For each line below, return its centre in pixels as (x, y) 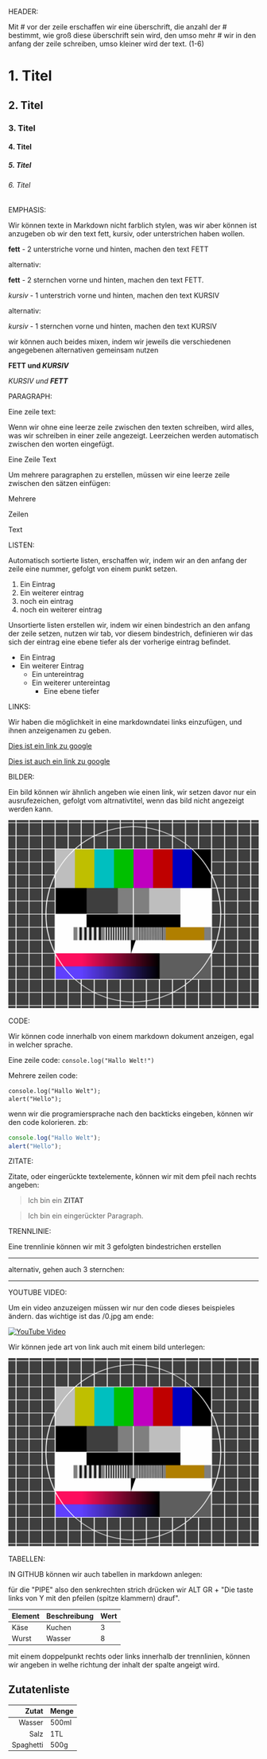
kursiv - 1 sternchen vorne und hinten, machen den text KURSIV (112, 326)
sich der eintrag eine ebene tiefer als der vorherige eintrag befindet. (120, 642)
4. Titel (20, 147)
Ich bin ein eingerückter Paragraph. (85, 1216)
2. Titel (26, 105)
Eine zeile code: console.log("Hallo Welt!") (81, 1060)
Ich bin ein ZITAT (56, 1201)
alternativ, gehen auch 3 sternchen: (66, 1270)
